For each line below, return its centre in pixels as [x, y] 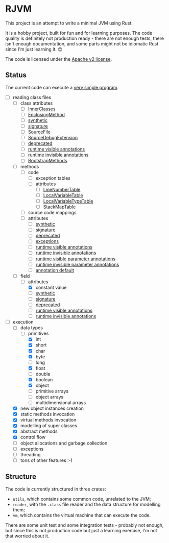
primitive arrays [52, 391]
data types [32, 328]
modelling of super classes [49, 426]
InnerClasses [42, 109]
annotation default [55, 270]
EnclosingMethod [46, 114]
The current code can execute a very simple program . [62, 87]
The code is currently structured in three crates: [56, 489]
